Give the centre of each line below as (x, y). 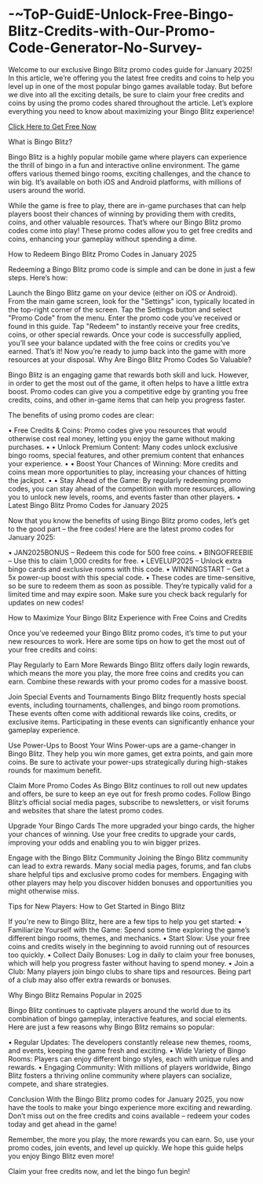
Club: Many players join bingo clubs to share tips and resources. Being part (130, 971)
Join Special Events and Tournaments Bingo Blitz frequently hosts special (127, 696)
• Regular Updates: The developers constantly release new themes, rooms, (130, 1042)
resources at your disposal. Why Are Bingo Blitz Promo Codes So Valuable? (130, 360)
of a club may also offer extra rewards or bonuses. (90, 980)
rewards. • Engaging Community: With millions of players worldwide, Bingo (130, 1067)
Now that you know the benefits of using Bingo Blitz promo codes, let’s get (129, 521)
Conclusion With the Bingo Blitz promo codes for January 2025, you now (126, 1099)
